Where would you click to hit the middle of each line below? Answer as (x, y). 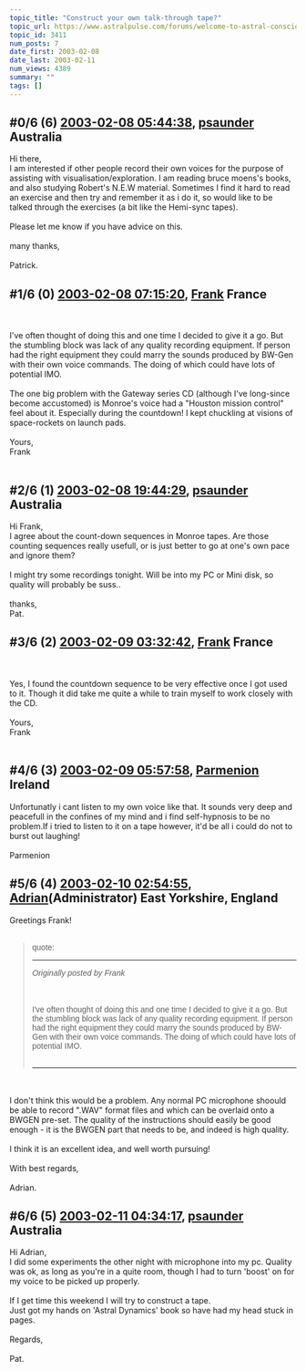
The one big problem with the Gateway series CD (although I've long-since (150, 394)
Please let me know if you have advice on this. (97, 227)
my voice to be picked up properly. (75, 1282)
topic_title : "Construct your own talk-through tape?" (116, 18)
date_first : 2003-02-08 (55, 52)
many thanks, (35, 246)
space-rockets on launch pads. (68, 423)
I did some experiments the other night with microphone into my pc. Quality (151, 1262)
